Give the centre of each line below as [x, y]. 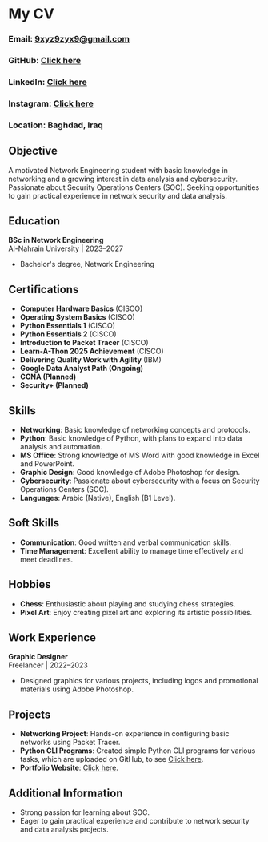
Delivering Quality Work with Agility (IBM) [90, 360]
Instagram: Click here [51, 103]
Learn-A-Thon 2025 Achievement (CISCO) [92, 351]
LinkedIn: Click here [48, 82]
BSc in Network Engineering [56, 240]
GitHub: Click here [45, 61]
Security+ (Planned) [54, 385]
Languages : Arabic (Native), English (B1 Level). [98, 498]
